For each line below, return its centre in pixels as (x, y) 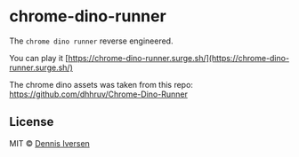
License (32, 122)
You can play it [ (39, 58)
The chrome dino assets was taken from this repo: (101, 84)
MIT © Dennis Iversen (50, 143)
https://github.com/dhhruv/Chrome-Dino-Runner (99, 94)
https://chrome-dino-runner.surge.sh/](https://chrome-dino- (179, 58)
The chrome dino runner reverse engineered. (91, 41)
